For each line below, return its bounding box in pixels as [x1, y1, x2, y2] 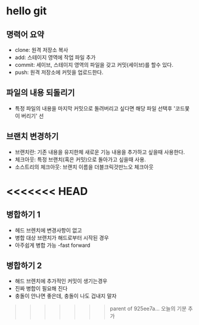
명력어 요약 [6, 29, 45, 39]
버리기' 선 [21, 112, 44, 119]
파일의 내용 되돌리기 [6, 88, 75, 98]
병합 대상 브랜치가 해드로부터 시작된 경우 [14, 234, 109, 241]
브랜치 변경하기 [6, 131, 59, 141]
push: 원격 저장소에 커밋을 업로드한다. [14, 69, 104, 76]
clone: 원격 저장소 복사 [14, 47, 69, 53]
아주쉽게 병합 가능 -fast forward [14, 242, 91, 249]
